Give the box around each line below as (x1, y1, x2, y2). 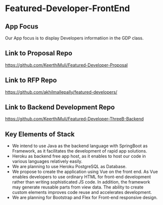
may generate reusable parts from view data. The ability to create (12, 184, 144, 190)
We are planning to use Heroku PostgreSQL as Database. (12, 164, 127, 170)
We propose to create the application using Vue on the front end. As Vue (12, 169, 158, 175)
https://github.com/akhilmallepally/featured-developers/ (5, 89, 118, 95)
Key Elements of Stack (5, 130, 75, 138)
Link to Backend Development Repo (5, 103, 115, 112)
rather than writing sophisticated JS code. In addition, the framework (12, 179, 150, 185)
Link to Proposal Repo (5, 49, 72, 57)
